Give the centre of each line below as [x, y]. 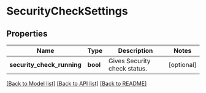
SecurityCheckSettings [67, 11]
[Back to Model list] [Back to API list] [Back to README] [77, 84]
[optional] [182, 65]
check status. [128, 68]
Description [135, 51]
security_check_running [45, 65]
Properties [27, 34]
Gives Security [129, 61]
